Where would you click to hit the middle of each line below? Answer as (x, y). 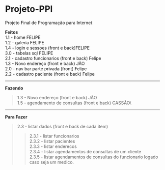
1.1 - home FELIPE (23, 37)
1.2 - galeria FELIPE (25, 42)
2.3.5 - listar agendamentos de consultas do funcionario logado (94, 157)
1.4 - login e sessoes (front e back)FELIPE (47, 48)
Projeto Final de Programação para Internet (49, 23)
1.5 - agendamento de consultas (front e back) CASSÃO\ (74, 103)
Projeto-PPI (29, 9)
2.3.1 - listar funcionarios (54, 136)
